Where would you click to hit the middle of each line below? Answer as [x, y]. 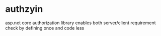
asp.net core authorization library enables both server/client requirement [80, 23]
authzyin [24, 9]
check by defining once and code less [45, 28]
